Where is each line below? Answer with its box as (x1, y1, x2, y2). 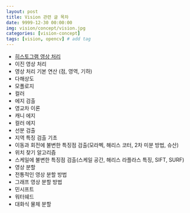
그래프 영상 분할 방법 (14, 178, 63, 185)
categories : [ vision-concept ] (6, 31, 81, 37)
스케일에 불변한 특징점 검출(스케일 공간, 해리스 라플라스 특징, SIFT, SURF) (14, 156, 185, 163)
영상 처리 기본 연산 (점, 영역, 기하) (14, 68, 93, 74)
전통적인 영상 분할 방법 (14, 171, 67, 178)
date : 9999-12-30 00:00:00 (6, 19, 73, 25)
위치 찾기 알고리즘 (14, 149, 56, 156)
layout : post (6, 8, 38, 15)
